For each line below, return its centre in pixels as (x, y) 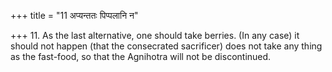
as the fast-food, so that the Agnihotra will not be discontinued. (141, 56)
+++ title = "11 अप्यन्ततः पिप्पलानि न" (74, 15)
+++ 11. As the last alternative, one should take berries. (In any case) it (155, 35)
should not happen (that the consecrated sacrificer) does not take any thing (166, 46)
